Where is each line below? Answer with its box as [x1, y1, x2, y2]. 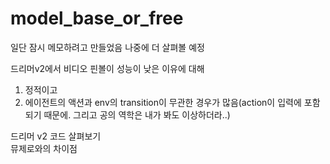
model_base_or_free [10, 7, 184, 30]
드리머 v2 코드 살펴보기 [10, 130, 102, 142]
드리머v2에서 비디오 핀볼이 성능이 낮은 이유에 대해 [10, 62, 205, 74]
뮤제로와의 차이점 [10, 142, 78, 154]
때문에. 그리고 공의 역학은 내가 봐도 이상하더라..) [43, 108, 231, 121]
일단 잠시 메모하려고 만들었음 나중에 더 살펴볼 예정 [10, 41, 205, 53]
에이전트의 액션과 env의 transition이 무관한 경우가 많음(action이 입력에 [24, 96, 302, 108]
